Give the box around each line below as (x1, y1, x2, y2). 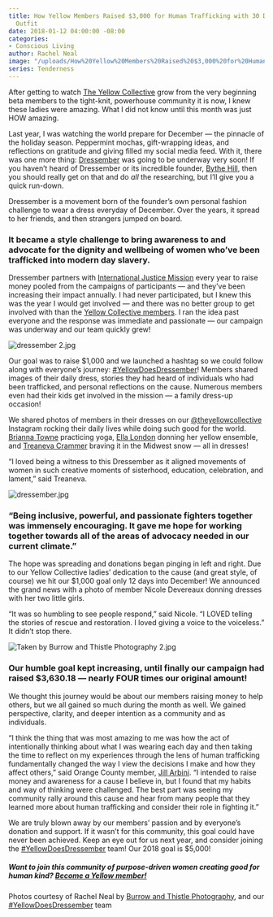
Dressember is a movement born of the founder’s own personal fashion (8, 196, 247, 206)
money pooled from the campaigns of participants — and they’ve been (8, 281, 245, 291)
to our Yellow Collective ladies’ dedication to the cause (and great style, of (8, 567, 258, 577)
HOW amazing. (8, 113, 59, 123)
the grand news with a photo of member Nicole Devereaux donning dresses (8, 585, 262, 594)
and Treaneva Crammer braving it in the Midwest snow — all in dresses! (8, 441, 249, 451)
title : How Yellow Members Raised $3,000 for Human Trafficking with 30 (8, 11, 260, 20)
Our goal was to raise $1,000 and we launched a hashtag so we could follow (8, 356, 264, 366)
